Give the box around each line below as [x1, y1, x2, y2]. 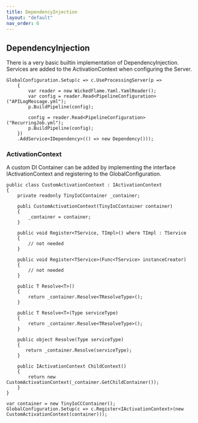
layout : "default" [6, 15, 53, 21]
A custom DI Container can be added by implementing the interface [6, 164, 176, 171]
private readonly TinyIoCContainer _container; [17, 193, 140, 199]
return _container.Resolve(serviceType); [25, 347, 132, 354]
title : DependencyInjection [6, 9, 78, 15]
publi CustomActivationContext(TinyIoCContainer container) [17, 204, 173, 210]
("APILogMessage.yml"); [6, 99, 67, 105]
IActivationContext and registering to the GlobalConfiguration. [6, 170, 161, 177]
